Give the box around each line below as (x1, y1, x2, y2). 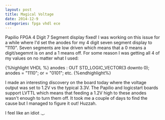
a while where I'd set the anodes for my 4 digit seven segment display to (5, 40, 153, 46)
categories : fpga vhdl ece (5, 21, 61, 26)
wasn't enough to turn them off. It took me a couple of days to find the (5, 95, 148, 101)
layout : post (5, 7, 32, 12)
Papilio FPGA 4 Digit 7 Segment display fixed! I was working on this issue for (5, 34, 160, 40)
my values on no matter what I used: (5, 55, 79, 61)
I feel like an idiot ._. (5, 110, 45, 116)
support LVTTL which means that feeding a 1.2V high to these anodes (5, 90, 147, 96)
